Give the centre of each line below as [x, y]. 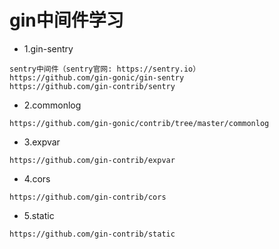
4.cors [37, 178]
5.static [39, 215]
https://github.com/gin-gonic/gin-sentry [97, 77]
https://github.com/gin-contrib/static [92, 234]
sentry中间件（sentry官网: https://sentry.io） [105, 69]
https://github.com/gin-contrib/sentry [92, 86]
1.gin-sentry [48, 48]
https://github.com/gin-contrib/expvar [92, 160]
